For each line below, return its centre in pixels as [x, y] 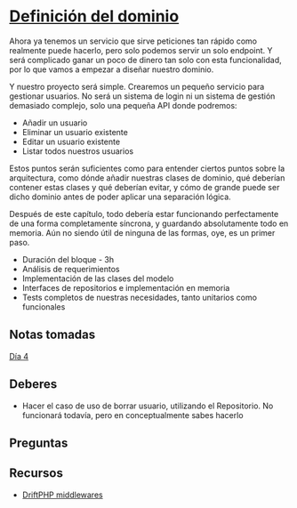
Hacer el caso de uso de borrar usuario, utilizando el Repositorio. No [148, 406]
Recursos [36, 473]
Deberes [33, 384]
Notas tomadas [52, 335]
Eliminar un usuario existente [75, 132]
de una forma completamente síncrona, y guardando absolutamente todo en [149, 223]
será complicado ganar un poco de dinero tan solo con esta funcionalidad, [145, 60]
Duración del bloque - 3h [68, 259]
